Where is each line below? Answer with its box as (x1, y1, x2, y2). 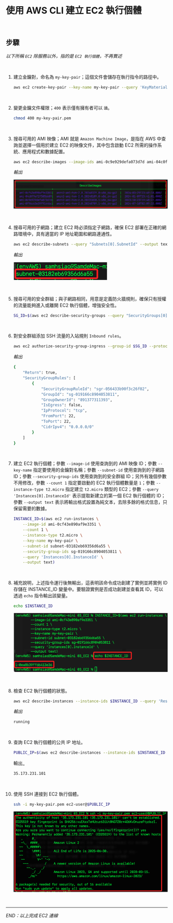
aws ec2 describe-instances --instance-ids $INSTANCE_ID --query (13, 698, 156, 704)
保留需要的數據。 (13, 505, 50, 512)
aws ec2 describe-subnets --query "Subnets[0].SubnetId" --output (13, 241, 159, 247)
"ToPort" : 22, (41, 419, 71, 424)
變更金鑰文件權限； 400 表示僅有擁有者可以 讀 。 (13, 104, 112, 111)
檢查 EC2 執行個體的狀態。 (13, 687, 70, 694)
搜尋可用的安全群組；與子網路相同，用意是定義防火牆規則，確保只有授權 (13, 295, 166, 301)
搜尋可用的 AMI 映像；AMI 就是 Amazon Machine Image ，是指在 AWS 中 (13, 135, 162, 141)
